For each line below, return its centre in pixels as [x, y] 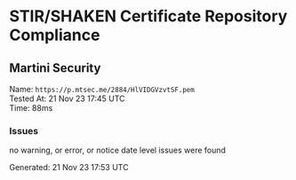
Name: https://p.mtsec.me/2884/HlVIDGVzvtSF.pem [102, 89]
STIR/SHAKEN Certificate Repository [148, 16]
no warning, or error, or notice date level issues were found [118, 150]
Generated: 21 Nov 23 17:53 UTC [69, 168]
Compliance [55, 35]
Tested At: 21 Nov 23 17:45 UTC [68, 98]
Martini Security [55, 68]
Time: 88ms [31, 108]
